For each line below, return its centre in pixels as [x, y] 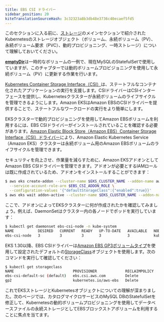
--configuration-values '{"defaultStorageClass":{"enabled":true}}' [81, 191]
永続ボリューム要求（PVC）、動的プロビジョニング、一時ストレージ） [74, 45]
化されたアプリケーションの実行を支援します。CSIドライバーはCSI [72, 90]
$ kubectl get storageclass [34, 267]
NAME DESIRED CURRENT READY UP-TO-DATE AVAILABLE [76, 231]
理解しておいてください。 [35, 51]
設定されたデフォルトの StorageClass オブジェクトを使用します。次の [87, 251]
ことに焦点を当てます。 [28, 315]
